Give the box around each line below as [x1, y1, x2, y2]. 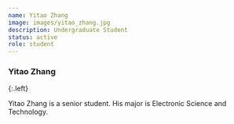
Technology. [8, 107, 49, 117]
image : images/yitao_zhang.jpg [8, 19, 111, 27]
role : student [8, 41, 55, 48]
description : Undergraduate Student [8, 26, 128, 34]
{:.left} [8, 83, 29, 94]
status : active [8, 33, 58, 41]
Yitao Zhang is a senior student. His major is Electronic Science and [8, 99, 227, 108]
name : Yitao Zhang [8, 11, 68, 19]
